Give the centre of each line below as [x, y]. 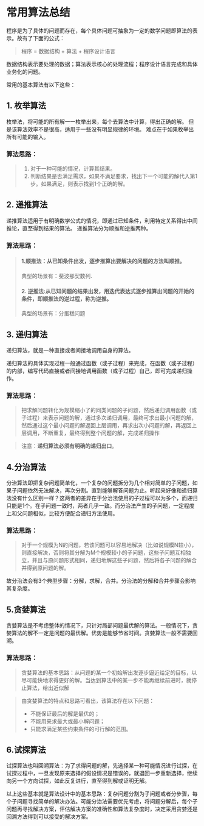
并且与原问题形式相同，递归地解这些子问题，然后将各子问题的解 [112, 560]
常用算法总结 [39, 12]
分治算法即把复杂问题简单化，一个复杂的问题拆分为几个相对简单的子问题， [99, 483]
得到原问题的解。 [48, 568]
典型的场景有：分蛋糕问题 [53, 313]
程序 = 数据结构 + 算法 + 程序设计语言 [68, 51]
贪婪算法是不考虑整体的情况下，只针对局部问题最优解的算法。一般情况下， [99, 625]
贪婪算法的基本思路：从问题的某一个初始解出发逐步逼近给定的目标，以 [109, 672]
